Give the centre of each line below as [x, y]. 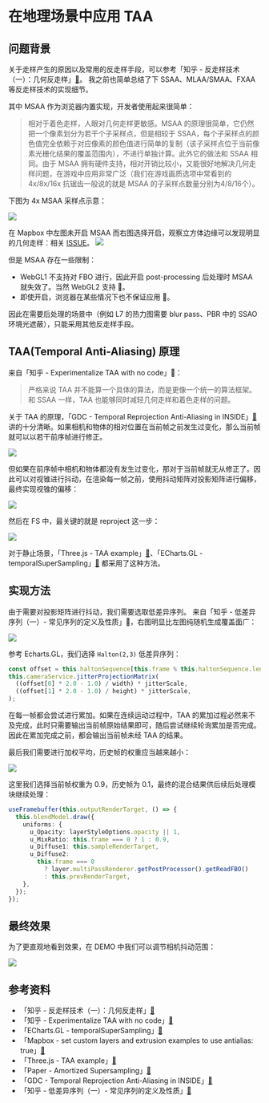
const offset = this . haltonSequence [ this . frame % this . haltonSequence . [130, 669]
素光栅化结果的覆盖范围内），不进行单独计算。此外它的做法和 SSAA [139, 154]
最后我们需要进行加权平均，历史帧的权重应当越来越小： [99, 752]
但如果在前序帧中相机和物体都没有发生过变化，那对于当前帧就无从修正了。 [131, 468]
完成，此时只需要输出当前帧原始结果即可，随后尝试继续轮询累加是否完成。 [138, 725]
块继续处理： [29, 794]
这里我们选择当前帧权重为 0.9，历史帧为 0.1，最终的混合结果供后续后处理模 [132, 784]
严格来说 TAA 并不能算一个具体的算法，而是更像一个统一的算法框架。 [142, 389]
